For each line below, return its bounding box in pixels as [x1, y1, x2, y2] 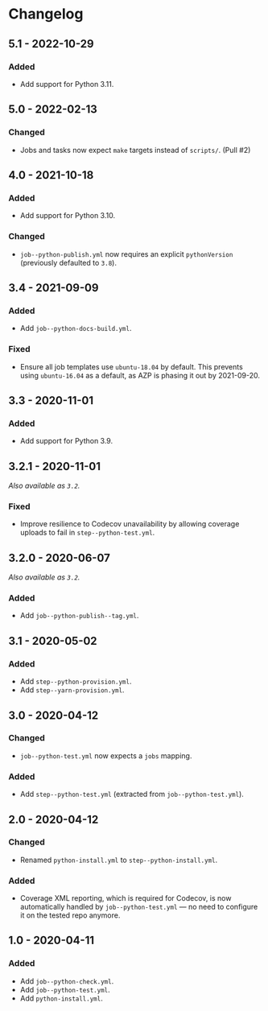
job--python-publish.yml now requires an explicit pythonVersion [19, 249, 233, 258]
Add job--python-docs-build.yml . [19, 324, 132, 333]
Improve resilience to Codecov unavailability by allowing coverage [19, 519, 240, 529]
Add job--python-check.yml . [19, 976, 114, 986]
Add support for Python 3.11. [19, 79, 114, 89]
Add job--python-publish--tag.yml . [19, 611, 139, 621]
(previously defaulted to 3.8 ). [19, 258, 117, 267]
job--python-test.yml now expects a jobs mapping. [19, 750, 192, 761]
